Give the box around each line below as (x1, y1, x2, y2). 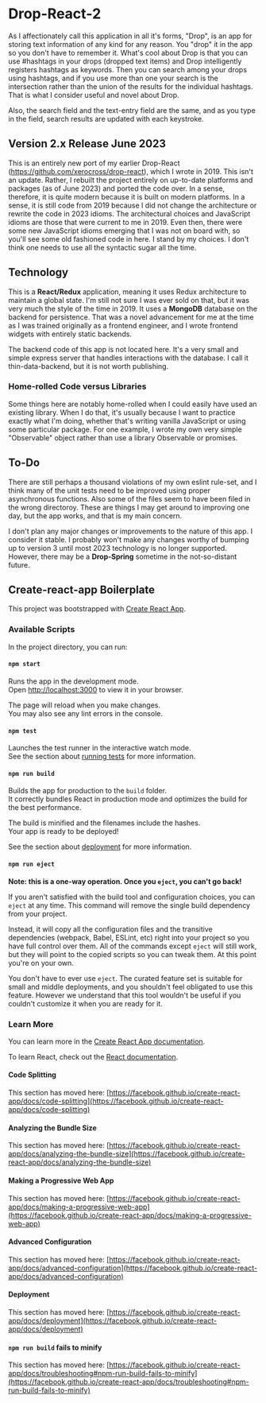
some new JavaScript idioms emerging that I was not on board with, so (8, 226, 241, 235)
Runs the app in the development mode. (8, 676, 139, 686)
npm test (8, 727, 37, 735)
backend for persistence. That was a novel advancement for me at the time (8, 312, 254, 322)
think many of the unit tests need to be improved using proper (8, 486, 210, 495)
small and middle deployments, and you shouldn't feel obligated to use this (8, 982, 253, 991)
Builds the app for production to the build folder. (8, 786, 168, 796)
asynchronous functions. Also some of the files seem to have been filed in (8, 494, 251, 503)
